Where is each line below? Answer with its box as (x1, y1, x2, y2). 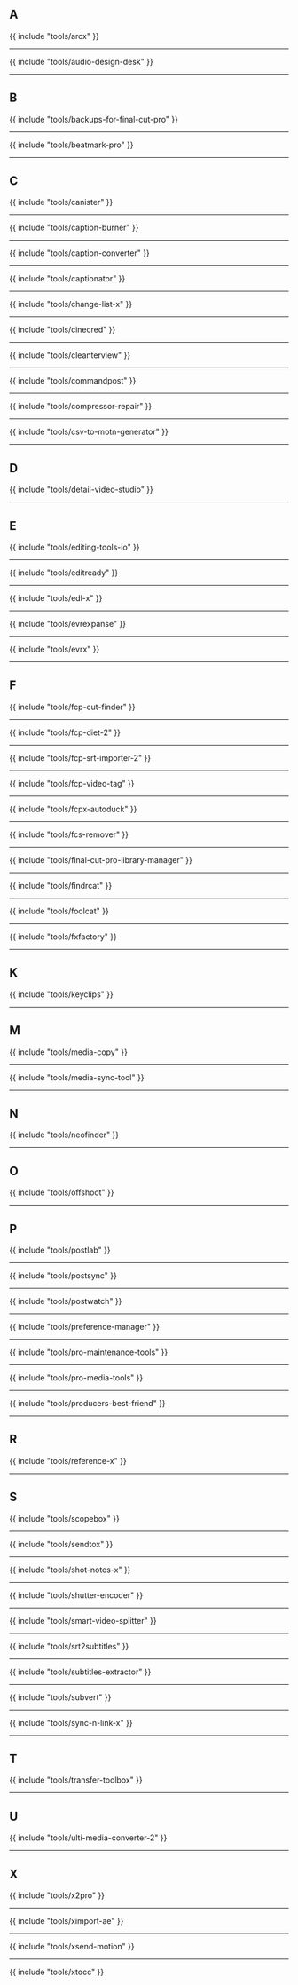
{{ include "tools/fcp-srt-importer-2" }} (9, 752, 152, 763)
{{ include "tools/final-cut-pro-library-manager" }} (9, 854, 192, 865)
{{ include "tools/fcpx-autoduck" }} (9, 803, 137, 814)
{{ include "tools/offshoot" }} (9, 1187, 114, 1198)
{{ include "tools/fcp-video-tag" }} (9, 778, 135, 788)
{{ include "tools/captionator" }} (9, 273, 126, 284)
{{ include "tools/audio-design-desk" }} (9, 56, 153, 67)
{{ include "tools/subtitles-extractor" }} (9, 1666, 152, 1677)
